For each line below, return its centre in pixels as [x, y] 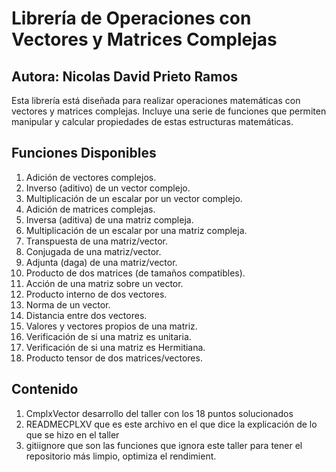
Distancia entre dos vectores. [86, 315]
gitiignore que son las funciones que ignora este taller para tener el [164, 445]
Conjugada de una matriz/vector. [93, 251]
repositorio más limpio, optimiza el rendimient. [121, 456]
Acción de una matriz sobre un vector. [104, 283]
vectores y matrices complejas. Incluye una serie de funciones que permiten [169, 111]
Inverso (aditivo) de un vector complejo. [108, 188]
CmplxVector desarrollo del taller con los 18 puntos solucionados [159, 413]
